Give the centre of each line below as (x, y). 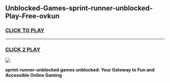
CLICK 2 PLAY (23, 49)
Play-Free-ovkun (32, 16)
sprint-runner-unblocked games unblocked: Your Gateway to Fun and (80, 69)
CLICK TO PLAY (25, 31)
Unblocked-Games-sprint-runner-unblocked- (79, 8)
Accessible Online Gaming (34, 75)
